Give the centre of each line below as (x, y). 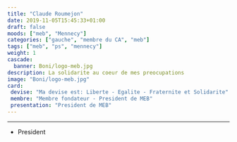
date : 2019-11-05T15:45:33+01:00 (56, 20)
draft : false (26, 27)
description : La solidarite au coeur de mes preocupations (96, 72)
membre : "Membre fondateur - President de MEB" (81, 99)
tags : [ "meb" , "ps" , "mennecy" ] (55, 46)
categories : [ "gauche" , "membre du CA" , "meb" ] (79, 40)
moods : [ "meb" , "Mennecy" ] (47, 33)
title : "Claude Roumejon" (45, 14)
